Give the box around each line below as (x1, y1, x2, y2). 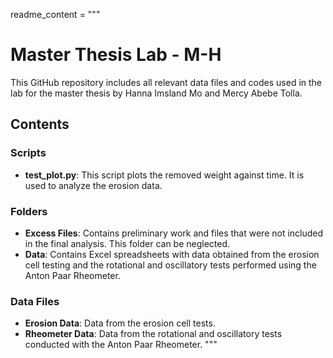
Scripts (10, 146, 47, 160)
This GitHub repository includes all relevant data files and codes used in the (10, 76, 323, 88)
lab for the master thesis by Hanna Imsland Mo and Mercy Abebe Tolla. (10, 87, 303, 99)
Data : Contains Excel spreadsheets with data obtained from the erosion (24, 248, 320, 260)
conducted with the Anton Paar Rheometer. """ (24, 339, 218, 351)
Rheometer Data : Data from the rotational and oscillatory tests (24, 328, 283, 340)
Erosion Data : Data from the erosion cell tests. (24, 317, 216, 329)
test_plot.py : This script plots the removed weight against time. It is (24, 169, 305, 181)
